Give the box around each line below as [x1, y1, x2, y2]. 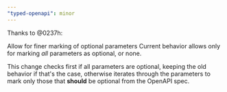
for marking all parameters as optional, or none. [7, 49, 142, 57]
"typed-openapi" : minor [7, 10, 75, 17]
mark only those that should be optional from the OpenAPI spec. [7, 76, 190, 85]
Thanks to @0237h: [7, 29, 63, 37]
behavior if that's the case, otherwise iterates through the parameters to [7, 70, 211, 78]
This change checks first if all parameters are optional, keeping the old [7, 62, 207, 70]
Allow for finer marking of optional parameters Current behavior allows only [7, 42, 221, 50]
